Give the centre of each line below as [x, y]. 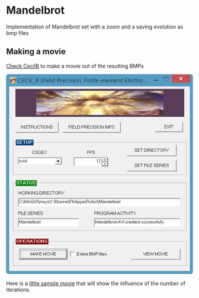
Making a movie [36, 52]
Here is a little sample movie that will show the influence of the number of [96, 283]
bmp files [17, 33]
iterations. [18, 289]
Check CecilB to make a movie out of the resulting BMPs [75, 66]
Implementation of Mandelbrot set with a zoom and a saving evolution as [95, 27]
